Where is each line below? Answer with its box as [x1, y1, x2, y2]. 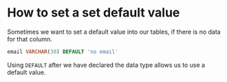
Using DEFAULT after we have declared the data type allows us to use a [7, 61, 205, 69]
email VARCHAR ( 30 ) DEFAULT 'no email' [7, 48, 118, 55]
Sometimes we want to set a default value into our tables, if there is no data [7, 28, 221, 36]
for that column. [7, 34, 53, 43]
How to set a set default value [7, 5, 180, 21]
